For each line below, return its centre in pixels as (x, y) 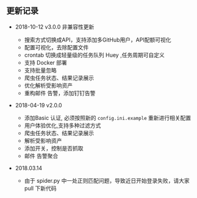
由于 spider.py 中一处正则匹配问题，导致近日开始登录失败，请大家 (107, 180)
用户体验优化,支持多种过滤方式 (63, 125)
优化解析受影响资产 (48, 85)
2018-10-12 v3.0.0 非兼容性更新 (55, 27)
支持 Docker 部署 (45, 62)
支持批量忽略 (40, 70)
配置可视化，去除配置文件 (56, 47)
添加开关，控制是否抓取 (54, 148)
